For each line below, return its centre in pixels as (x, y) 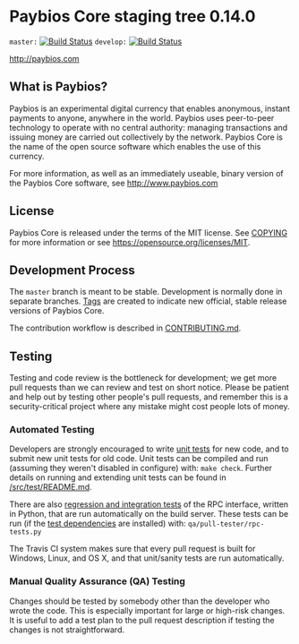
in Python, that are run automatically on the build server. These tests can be (149, 514)
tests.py (26, 532)
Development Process (73, 270)
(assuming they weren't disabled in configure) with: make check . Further (141, 468)
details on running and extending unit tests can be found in (118, 477)
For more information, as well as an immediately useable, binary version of (146, 173)
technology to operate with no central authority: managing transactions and (149, 127)
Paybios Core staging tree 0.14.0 (132, 17)
